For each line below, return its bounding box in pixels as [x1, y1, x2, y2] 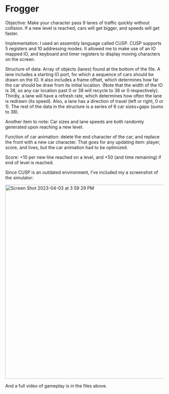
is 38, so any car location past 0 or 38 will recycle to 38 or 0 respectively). [5, 87, 159, 93]
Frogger [5, 3, 39, 15]
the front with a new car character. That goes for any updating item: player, [5, 139, 161, 145]
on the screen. [5, 56, 35, 62]
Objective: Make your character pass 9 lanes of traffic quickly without [5, 20, 150, 26]
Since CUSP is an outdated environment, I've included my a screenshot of [5, 169, 158, 175]
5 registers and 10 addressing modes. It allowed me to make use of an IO [5, 45, 156, 51]
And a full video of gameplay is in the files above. [5, 382, 107, 388]
